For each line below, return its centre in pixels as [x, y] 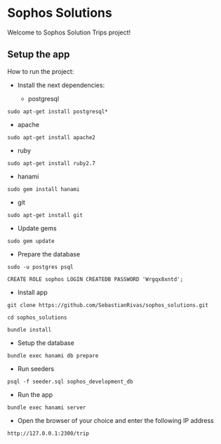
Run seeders [36, 368]
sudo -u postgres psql [40, 267]
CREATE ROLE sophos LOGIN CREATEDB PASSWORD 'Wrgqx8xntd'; [95, 279]
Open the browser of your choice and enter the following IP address [115, 420]
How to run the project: [41, 71]
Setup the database [46, 343]
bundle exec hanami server [47, 407]
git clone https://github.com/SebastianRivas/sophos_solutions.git [108, 305]
